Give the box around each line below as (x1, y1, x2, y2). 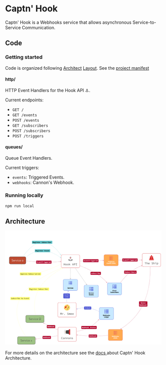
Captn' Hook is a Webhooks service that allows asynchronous (5, 19, 132, 25)
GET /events (12, 112, 37, 118)
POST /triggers (12, 134, 44, 138)
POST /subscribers (12, 128, 51, 134)
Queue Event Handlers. (5, 155, 53, 161)
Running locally (5, 191, 44, 198)
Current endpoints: (5, 97, 44, 103)
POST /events (12, 118, 40, 123)
